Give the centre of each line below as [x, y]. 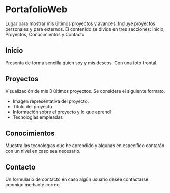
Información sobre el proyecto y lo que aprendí [62, 112]
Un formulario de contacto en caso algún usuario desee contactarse [77, 179]
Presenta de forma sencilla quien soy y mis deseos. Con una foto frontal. [81, 63]
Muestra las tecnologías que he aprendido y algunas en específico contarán [85, 146]
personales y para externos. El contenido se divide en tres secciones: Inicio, [85, 29]
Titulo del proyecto [32, 106]
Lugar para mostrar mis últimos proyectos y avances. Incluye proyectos [80, 23]
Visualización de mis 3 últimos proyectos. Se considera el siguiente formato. [85, 91]
